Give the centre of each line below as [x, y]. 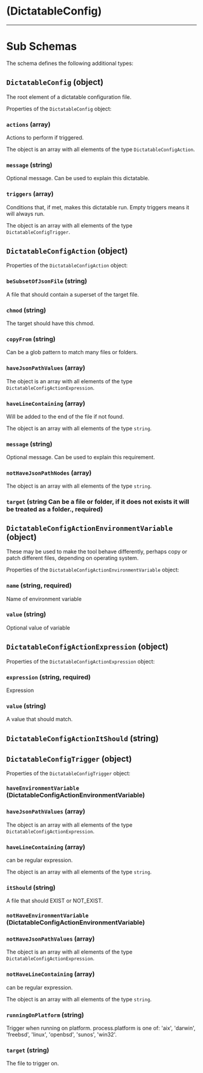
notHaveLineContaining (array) [50, 974]
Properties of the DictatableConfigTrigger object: [69, 773]
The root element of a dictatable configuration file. [69, 97]
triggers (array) [30, 194]
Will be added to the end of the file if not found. [65, 416]
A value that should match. [40, 719]
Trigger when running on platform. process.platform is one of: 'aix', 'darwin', [101, 1028]
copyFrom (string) [31, 339]
